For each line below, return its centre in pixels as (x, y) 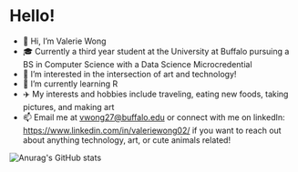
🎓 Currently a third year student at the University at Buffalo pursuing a (156, 51)
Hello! (32, 16)
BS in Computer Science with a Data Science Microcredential (137, 64)
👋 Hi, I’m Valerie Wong (64, 41)
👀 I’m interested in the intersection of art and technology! (129, 74)
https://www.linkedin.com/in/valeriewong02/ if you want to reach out (152, 130)
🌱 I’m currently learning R (70, 84)
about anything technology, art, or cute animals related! (126, 140)
